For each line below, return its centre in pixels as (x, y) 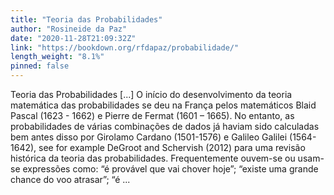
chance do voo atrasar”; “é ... (70, 179)
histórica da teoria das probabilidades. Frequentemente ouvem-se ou (153, 158)
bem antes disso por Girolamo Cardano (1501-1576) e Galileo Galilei (149, 137)
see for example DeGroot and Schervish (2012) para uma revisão (172, 147)
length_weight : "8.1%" (57, 57)
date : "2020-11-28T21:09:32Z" (73, 38)
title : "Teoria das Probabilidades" (86, 19)
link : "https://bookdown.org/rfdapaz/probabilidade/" (125, 47)
